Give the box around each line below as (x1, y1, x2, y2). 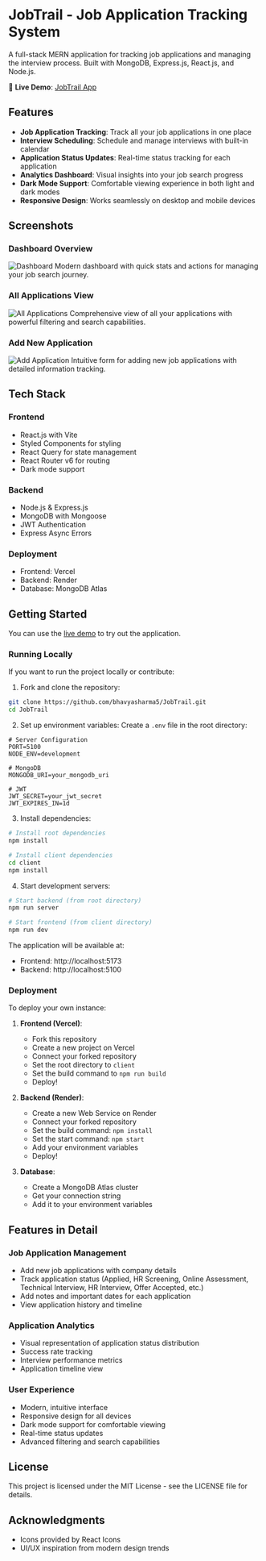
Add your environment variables (31, 1143, 139, 1152)
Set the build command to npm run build (31, 1068, 166, 1078)
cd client (8, 859, 42, 867)
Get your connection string (31, 1191, 121, 1201)
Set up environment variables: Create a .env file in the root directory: (19, 720, 248, 731)
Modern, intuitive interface (19, 1402, 108, 1412)
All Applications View (8, 290, 94, 302)
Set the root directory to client (31, 1060, 135, 1070)
